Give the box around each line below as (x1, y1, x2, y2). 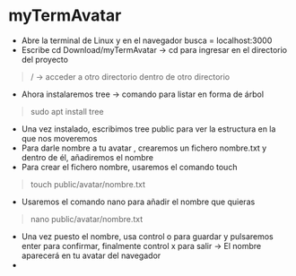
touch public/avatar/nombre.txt (30, 178, 145, 189)
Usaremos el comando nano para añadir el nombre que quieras (21, 196, 256, 207)
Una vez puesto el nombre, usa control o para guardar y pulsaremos (21, 230, 274, 242)
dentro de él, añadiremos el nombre (21, 151, 154, 162)
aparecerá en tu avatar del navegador (21, 250, 161, 261)
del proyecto (21, 54, 69, 65)
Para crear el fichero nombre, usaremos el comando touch (21, 161, 238, 172)
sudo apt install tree (30, 106, 104, 116)
